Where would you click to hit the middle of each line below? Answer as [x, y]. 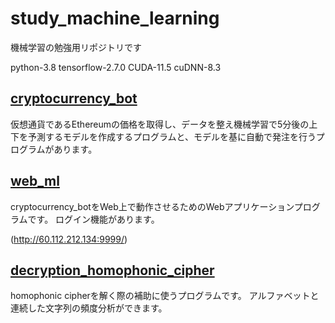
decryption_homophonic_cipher [112, 270]
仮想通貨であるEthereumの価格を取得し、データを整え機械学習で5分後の [160, 124]
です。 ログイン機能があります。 [93, 219]
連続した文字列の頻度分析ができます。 [89, 308]
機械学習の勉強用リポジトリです [76, 47]
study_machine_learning [115, 18]
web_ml [35, 181]
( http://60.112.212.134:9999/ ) [69, 239]
